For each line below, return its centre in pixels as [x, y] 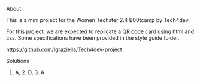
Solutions [18, 61]
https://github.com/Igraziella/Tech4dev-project [64, 49]
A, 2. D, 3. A [30, 72]
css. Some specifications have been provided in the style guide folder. [93, 38]
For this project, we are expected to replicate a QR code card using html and [100, 31]
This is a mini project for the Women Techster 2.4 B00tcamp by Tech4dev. [98, 20]
